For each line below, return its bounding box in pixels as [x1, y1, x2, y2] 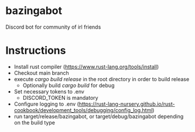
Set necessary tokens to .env [13, 88, 84, 95]
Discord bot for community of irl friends [5, 23, 101, 30]
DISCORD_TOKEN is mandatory [22, 94, 98, 101]
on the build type [13, 119, 55, 126]
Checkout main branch [13, 69, 69, 77]
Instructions [5, 44, 66, 57]
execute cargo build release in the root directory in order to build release [13, 75, 190, 82]
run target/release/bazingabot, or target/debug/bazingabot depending [13, 113, 184, 120]
